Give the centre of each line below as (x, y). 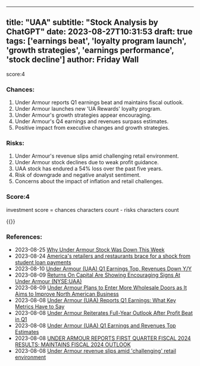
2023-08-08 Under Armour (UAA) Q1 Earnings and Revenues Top (95, 326)
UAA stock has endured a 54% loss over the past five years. (89, 169)
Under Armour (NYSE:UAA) (48, 281)
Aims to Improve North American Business (67, 294)
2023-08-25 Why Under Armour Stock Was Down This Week (90, 250)
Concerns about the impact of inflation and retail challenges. (89, 182)
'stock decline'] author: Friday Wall (72, 60)
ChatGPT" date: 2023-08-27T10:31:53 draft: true (99, 32)
